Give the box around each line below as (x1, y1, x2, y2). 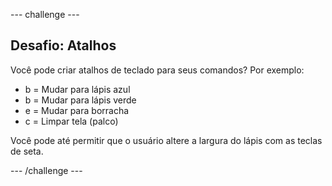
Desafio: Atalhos (10, 37, 117, 54)
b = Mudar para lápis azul (24, 83, 131, 95)
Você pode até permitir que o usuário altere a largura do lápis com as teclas (10, 134, 323, 146)
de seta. (10, 145, 44, 157)
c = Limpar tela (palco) (24, 115, 119, 127)
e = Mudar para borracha (24, 104, 130, 116)
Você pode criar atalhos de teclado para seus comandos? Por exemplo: (10, 64, 305, 76)
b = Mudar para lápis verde (24, 94, 137, 106)
